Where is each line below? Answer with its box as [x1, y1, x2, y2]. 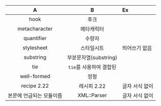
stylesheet [22, 44, 48, 51]
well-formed [19, 73, 50, 80]
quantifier [23, 35, 47, 42]
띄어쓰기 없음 [122, 45, 152, 51]
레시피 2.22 [78, 83, 106, 89]
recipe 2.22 [21, 82, 49, 89]
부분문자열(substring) [67, 54, 118, 61]
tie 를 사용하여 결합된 [68, 63, 117, 70]
